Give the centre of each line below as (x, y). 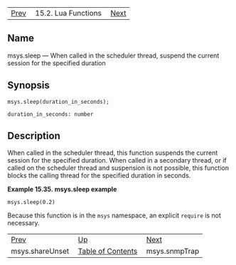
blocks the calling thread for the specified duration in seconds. (99, 175)
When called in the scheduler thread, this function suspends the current (113, 153)
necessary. (24, 223)
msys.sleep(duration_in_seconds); (59, 102)
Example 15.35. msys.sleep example (62, 189)
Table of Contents (108, 252)
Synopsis (28, 86)
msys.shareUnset (40, 252)
